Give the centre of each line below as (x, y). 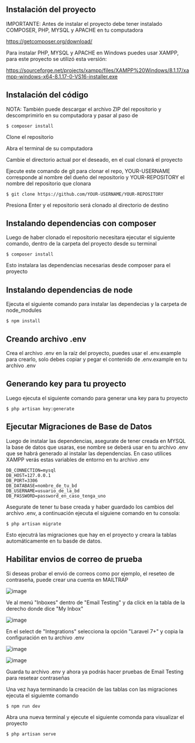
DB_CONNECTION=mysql (31, 470)
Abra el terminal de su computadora (49, 148)
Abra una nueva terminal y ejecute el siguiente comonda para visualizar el (95, 717)
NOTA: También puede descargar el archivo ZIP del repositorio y (84, 109)
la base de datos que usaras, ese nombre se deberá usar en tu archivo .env (97, 447)
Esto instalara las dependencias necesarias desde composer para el (88, 265)
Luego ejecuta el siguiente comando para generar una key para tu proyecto (97, 398)
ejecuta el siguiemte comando (42, 695)
